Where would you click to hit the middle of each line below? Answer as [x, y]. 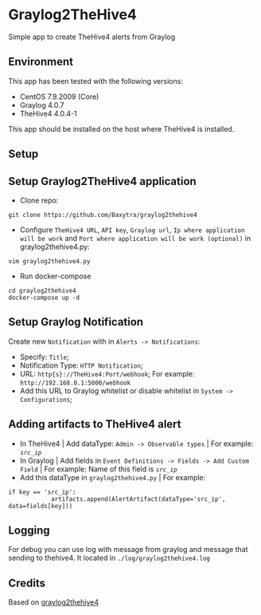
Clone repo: [39, 200]
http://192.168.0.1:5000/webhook [75, 383]
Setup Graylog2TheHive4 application [102, 181]
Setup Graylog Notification [76, 322]
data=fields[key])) [41, 506]
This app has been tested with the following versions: [95, 81]
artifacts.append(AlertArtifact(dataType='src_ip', [138, 499]
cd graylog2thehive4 [43, 290]
